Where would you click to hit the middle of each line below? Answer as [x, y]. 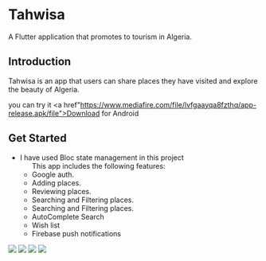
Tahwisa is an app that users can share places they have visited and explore [133, 80]
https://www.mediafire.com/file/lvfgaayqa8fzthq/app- [168, 104]
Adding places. [56, 183]
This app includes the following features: [98, 166]
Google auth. [53, 174]
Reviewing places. [61, 191]
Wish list [46, 225]
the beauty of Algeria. [44, 89]
